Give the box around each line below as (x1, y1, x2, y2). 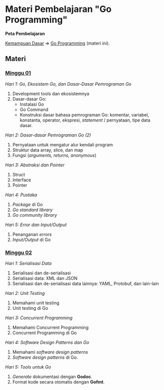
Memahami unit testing (12, 300, 60, 306)
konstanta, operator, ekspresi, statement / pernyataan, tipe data (19, 117, 151, 123)
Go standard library (12, 207, 53, 213)
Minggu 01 (5, 70, 31, 77)
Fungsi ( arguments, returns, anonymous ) (12, 152, 97, 158)
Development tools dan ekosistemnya (12, 91, 89, 97)
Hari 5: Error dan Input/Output (5, 222, 67, 228)
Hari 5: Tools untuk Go (5, 364, 51, 370)
